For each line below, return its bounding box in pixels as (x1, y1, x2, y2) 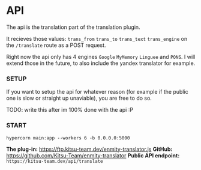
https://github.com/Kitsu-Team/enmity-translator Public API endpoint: (6, 151, 180, 159)
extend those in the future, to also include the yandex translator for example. (6, 59, 196, 67)
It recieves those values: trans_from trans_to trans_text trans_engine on (6, 35, 188, 42)
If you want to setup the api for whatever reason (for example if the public (6, 88, 188, 96)
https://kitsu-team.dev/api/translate (6, 158, 103, 164)
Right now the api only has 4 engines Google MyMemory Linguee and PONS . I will (6, 53, 196, 60)
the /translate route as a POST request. (6, 41, 106, 49)
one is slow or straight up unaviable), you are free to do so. (6, 94, 152, 102)
